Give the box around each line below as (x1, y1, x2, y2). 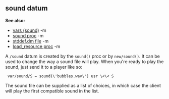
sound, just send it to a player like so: (5, 64, 82, 70)
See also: (5, 17, 25, 23)
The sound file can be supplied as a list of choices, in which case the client (5, 82, 161, 88)
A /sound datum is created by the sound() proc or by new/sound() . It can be (5, 53, 160, 59)
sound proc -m (12, 32, 44, 38)
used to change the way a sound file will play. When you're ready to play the (5, 58, 164, 65)
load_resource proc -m (12, 43, 61, 49)
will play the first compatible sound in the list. (5, 88, 99, 94)
